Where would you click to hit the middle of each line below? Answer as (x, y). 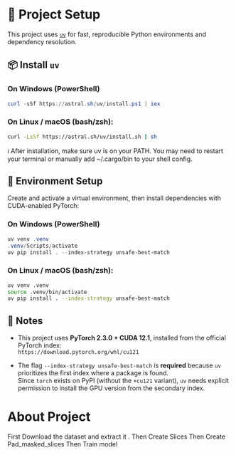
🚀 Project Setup (54, 15)
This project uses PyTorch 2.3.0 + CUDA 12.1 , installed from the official (122, 338)
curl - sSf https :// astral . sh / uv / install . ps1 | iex (84, 104)
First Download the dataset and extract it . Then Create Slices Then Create (117, 436)
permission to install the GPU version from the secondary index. (111, 388)
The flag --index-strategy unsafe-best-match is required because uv (119, 365)
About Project (49, 417)
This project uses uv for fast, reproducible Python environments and (107, 34)
